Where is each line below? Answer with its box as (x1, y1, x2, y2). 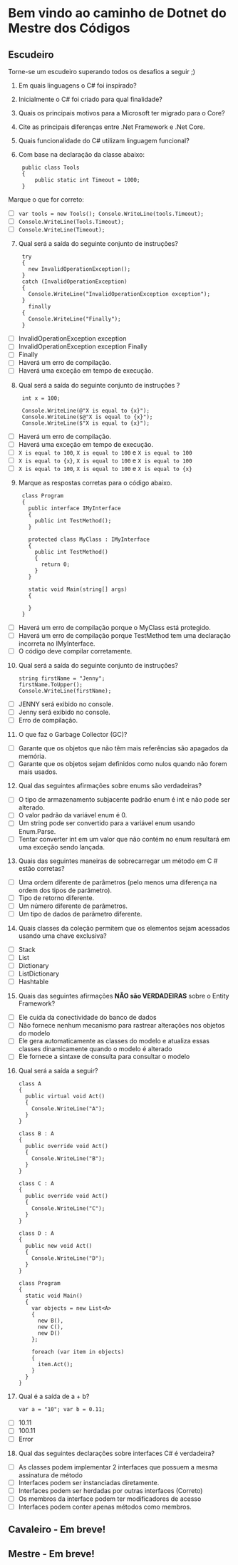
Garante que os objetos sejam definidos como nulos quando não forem (18, 760, 227, 768)
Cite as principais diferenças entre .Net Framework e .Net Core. (18, 123, 205, 131)
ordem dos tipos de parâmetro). (18, 886, 113, 894)
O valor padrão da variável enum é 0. (18, 811, 128, 820)
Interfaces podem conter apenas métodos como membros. (18, 1502, 192, 1511)
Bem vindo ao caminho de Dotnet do (8, 5, 227, 21)
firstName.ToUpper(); (18, 681, 83, 688)
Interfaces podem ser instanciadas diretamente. (18, 1478, 160, 1487)
